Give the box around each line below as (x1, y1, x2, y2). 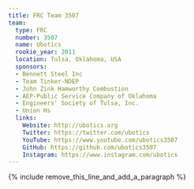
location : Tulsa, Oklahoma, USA (15, 56, 122, 64)
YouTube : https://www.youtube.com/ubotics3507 (22, 135, 178, 144)
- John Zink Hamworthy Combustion (15, 84, 129, 93)
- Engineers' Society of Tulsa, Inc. (15, 99, 140, 107)
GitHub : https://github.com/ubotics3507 (22, 143, 157, 151)
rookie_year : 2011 (15, 48, 76, 56)
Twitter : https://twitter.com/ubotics (22, 128, 150, 136)
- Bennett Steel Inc (15, 70, 83, 78)
